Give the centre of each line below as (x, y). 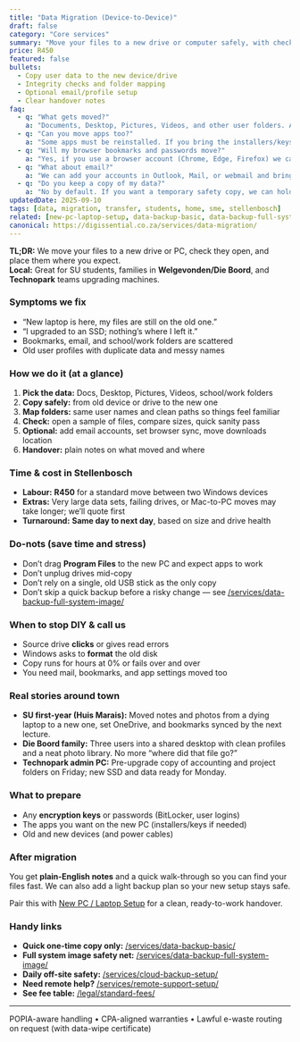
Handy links (36, 926)
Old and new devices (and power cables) (98, 834)
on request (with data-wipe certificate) (80, 1029)
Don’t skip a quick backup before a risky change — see (124, 592)
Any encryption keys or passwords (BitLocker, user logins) (131, 815)
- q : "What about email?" (66, 167)
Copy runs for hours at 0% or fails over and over (111, 663)
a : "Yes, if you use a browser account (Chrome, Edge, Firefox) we (153, 159)
